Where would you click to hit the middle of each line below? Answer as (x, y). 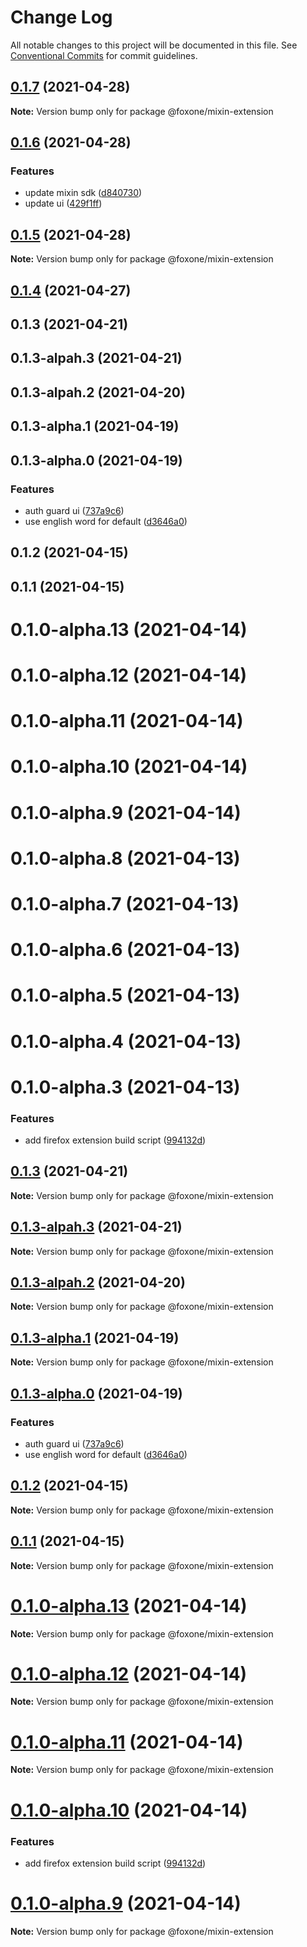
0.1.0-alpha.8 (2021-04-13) (125, 858)
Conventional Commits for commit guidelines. (104, 55)
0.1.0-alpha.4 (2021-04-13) (126, 1041)
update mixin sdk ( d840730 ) (83, 193)
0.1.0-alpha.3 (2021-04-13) (125, 1087)
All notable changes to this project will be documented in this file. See (154, 45)
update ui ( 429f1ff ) (63, 203)
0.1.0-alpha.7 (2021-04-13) (125, 903)
